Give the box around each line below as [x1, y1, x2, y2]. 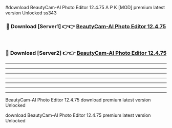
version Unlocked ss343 [5, 10, 57, 16]
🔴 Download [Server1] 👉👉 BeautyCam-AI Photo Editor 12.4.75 [6, 23, 166, 30]
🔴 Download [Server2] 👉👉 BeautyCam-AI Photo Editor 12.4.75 [5, 50, 167, 57]
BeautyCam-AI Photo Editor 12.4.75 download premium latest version [5, 97, 151, 103]
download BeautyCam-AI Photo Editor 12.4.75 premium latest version [5, 112, 151, 118]
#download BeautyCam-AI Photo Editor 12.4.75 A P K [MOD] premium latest [5, 5, 165, 10]
